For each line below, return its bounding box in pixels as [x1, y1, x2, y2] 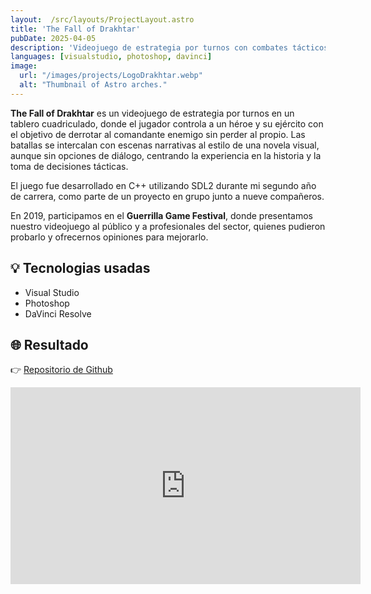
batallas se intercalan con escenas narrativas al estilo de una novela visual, [10, 139, 320, 151]
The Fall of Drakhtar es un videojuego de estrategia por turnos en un [10, 107, 295, 119]
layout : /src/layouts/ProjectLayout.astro [10, 14, 195, 25]
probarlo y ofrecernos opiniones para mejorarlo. [10, 231, 209, 243]
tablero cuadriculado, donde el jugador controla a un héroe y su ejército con [10, 117, 324, 130]
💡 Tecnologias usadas [10, 260, 151, 277]
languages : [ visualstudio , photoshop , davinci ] [10, 52, 213, 62]
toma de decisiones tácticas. [10, 160, 129, 172]
